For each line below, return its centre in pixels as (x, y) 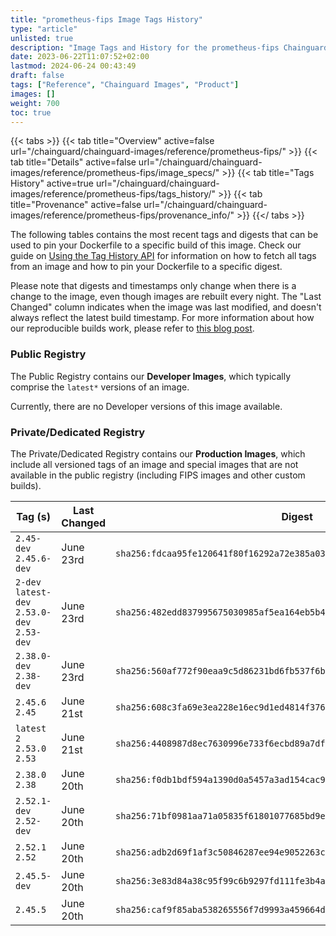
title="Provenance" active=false (76, 205)
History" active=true (52, 183)
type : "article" (44, 29)
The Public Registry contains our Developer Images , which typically (151, 376)
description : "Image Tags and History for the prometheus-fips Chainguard (169, 47)
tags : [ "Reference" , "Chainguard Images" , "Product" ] (125, 85)
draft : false (37, 76)
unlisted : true (42, 38)
